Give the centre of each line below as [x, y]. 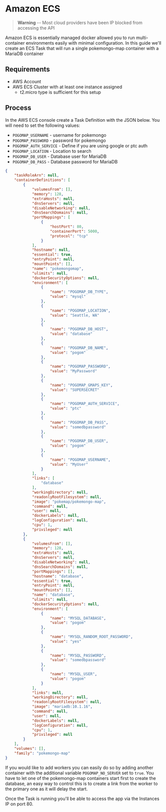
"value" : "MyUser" [69, 464]
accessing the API [36, 28]
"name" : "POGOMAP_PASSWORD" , [80, 366]
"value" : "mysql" [68, 297]
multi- [142, 38]
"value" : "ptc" [65, 409]
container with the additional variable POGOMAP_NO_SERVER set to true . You [79, 773]
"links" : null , [48, 693]
